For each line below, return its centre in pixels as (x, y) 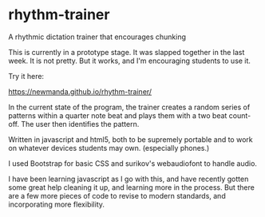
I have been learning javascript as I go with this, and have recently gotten (129, 179)
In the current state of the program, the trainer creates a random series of (129, 107)
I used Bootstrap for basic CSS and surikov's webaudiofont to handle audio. (133, 163)
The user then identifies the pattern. (80, 124)
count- (240, 115)
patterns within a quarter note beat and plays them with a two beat (118, 115)
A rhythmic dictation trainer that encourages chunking (97, 37)
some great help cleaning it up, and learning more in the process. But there (132, 187)
